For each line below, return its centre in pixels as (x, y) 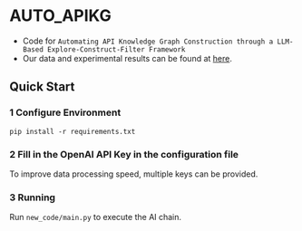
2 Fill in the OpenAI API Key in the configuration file (124, 154)
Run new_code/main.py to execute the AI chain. (96, 217)
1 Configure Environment (65, 112)
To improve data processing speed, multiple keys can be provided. (134, 174)
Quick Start (42, 87)
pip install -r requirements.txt (73, 131)
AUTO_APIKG (60, 16)
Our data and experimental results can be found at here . (127, 58)
